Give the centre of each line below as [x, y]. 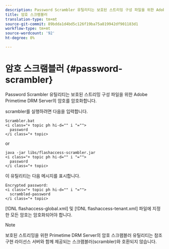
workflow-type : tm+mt [28, 29]
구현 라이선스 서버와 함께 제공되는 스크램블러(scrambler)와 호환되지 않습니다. [81, 241]
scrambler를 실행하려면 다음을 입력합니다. [47, 111]
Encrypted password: [27, 185]
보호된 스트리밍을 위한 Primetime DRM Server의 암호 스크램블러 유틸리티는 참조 [84, 235]
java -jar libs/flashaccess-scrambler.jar [50, 152]
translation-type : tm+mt [31, 19]
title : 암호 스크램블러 [26, 15]
